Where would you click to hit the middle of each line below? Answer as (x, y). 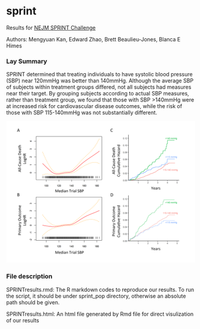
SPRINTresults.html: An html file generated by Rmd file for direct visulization (100, 314)
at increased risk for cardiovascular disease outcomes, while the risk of (94, 106)
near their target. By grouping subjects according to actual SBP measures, (98, 94)
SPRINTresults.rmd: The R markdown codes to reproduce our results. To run (100, 289)
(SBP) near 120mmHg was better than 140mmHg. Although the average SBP (100, 81)
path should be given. (33, 302)
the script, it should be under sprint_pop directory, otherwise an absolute (96, 296)
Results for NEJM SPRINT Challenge (51, 28)
